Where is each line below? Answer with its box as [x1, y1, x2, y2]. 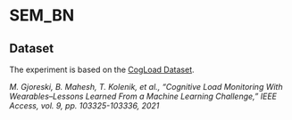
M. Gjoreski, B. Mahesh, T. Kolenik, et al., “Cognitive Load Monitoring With [9, 82, 283, 92]
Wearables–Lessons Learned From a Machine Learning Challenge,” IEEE [9, 91, 278, 101]
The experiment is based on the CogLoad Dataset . [9, 64, 195, 75]
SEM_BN [9, 5, 75, 26]
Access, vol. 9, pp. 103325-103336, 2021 [9, 100, 160, 111]
